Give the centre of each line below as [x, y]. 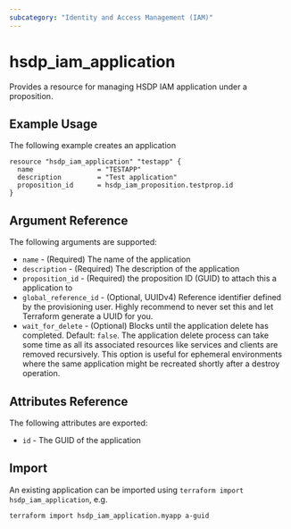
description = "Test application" [97, 178]
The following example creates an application [93, 146]
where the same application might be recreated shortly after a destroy [151, 364]
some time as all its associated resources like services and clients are [150, 345]
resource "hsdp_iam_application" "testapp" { [95, 162]
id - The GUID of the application [81, 440]
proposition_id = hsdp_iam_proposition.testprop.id [125, 185]
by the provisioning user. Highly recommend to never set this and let [148, 307]
